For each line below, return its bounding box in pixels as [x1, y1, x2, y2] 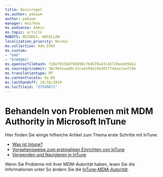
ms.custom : [5, 48, 27, 53]
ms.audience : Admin [5, 25, 45, 30]
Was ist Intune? [12, 141, 43, 147]
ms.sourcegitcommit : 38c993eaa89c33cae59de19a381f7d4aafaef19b [5, 66, 136, 71]
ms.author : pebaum [5, 12, 42, 17]
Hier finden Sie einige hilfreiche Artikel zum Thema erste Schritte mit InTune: [5, 132, 158, 138]
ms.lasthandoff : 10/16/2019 [5, 80, 62, 85]
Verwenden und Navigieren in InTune [12, 152, 87, 158]
